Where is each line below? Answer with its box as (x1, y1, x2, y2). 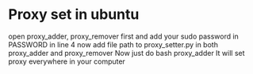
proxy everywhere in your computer (8, 57, 125, 66)
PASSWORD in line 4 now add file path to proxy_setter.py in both (8, 39, 218, 49)
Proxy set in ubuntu (8, 6, 140, 24)
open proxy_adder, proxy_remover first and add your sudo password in (8, 31, 240, 41)
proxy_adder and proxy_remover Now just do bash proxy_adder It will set (8, 48, 245, 57)
